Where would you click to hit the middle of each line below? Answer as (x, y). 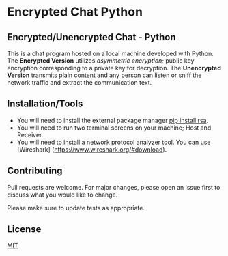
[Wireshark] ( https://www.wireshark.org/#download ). (92, 149)
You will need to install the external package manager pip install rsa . (113, 120)
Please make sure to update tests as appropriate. (76, 208)
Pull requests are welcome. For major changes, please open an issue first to (114, 187)
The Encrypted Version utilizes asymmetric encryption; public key (101, 61)
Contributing (35, 171)
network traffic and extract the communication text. (80, 82)
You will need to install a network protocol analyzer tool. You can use (114, 142)
